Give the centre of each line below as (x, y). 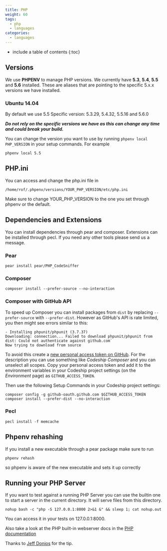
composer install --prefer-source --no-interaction (60, 289)
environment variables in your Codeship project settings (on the (71, 370)
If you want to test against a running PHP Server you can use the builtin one (83, 495)
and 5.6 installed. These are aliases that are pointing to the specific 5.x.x (80, 85)
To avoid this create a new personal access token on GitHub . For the (75, 354)
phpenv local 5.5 (23, 153)
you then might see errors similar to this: (47, 323)
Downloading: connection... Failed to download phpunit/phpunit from (79, 336)
